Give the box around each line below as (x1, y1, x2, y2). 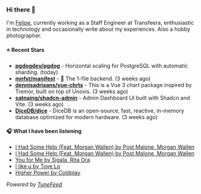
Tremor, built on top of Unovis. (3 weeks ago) (15, 88, 128, 95)
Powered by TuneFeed (6, 181, 62, 188)
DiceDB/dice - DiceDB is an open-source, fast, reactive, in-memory (15, 107, 185, 114)
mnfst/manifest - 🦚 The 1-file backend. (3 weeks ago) (15, 75, 151, 82)
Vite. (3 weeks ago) (15, 100, 64, 108)
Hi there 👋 (6, 5, 36, 14)
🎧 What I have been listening (6, 128, 82, 135)
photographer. (6, 32, 42, 39)
